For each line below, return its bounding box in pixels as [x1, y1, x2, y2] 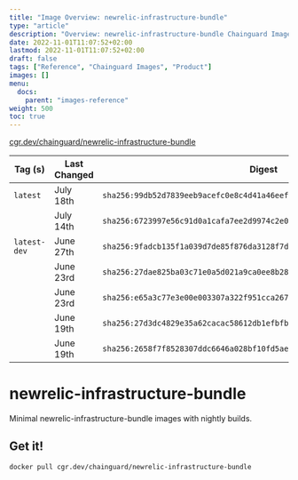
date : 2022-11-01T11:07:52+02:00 [9, 37, 133, 47]
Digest [249, 164, 278, 176]
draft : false [9, 54, 58, 63]
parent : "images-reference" [25, 95, 129, 105]
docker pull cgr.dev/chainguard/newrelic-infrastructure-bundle [9, 462, 252, 471]
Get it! [9, 439, 44, 454]
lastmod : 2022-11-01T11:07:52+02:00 [9, 46, 145, 55]
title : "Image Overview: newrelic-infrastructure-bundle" [9, 12, 228, 22]
